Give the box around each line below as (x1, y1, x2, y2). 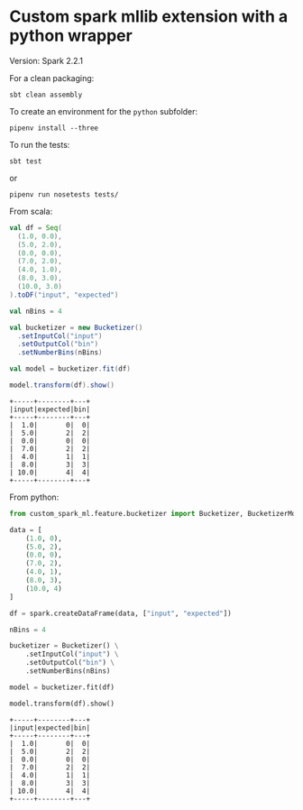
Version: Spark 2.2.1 (9, 55, 84, 66)
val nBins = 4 (9, 307, 63, 316)
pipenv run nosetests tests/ (9, 189, 119, 199)
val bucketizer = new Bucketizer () (9, 323, 143, 332)
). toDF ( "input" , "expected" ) (9, 290, 119, 299)
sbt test (9, 156, 42, 166)
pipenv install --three (9, 124, 99, 133)
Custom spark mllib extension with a (9, 6, 289, 27)
